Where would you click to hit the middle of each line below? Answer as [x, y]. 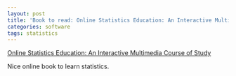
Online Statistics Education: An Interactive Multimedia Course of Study [109, 53]
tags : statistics [33, 33]
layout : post [26, 14]
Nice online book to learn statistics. [58, 66]
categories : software [39, 26]
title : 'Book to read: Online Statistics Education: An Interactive [110, 20]
